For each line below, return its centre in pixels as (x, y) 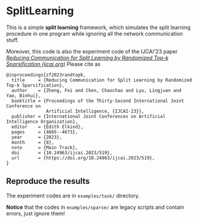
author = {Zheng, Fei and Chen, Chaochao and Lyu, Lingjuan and (97, 90)
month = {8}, (33, 142)
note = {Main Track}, (45, 147)
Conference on (24, 106)
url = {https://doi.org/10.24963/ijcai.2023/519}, (83, 158)
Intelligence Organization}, (42, 122)
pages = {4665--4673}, (45, 132)
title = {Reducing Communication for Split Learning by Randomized (102, 80)
